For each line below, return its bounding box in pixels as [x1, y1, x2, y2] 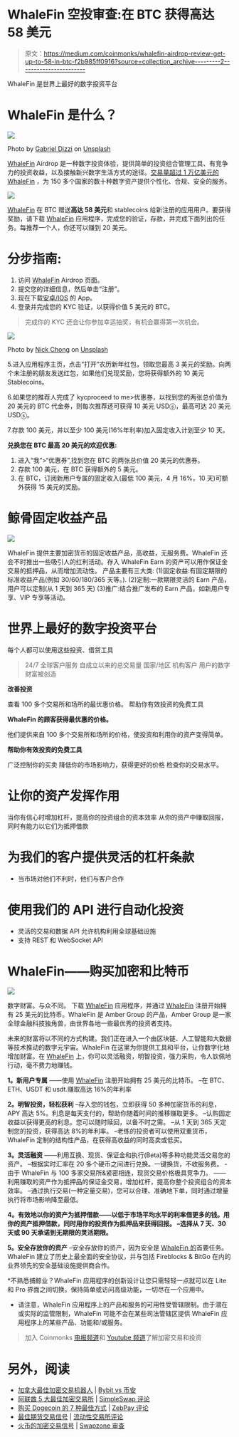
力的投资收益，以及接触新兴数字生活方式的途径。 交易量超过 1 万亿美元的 [7, 168, 219, 177]
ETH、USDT [7, 1085, 43, 1094]
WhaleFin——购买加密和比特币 [7, 963, 190, 979]
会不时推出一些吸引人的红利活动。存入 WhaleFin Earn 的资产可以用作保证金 [7, 557, 228, 566]
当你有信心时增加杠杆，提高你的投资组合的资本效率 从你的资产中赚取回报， [7, 812, 228, 821]
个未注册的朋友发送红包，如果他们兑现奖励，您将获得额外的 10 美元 [7, 368, 205, 377]
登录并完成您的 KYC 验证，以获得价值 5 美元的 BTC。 [17, 302, 174, 310]
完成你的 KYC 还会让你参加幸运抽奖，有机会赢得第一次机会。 [24, 318, 204, 326]
